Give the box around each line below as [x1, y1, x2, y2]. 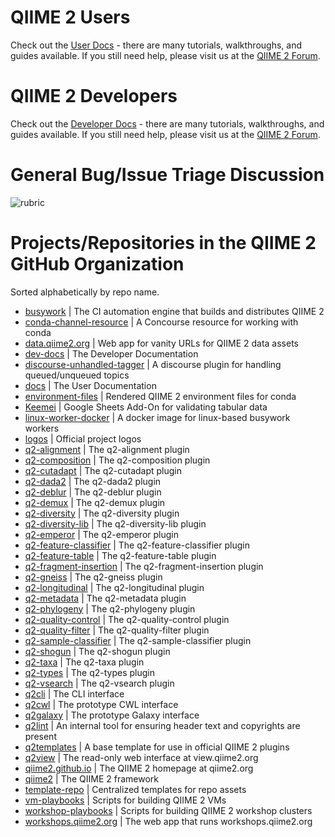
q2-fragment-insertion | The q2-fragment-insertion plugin [24, 560, 264, 572]
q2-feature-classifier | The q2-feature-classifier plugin [24, 539, 250, 551]
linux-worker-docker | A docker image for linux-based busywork [24, 411, 291, 423]
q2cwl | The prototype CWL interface [24, 698, 179, 710]
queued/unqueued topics [24, 369, 130, 381]
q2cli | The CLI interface [24, 687, 125, 700]
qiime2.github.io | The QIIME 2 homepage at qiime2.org [24, 762, 254, 774]
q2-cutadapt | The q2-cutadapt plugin [24, 464, 183, 476]
